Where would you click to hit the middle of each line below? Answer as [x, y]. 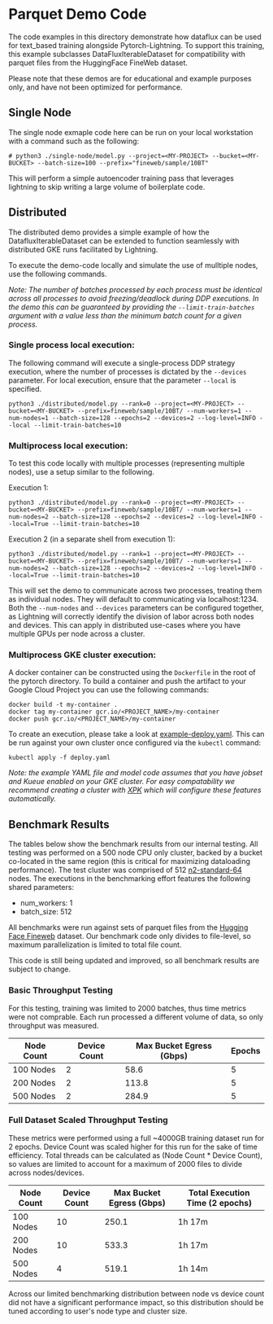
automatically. [32, 799]
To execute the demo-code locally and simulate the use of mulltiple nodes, [133, 265]
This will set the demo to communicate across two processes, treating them [135, 590]
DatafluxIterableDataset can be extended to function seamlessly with [124, 240]
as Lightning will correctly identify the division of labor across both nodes [131, 616]
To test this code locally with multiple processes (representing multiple [127, 463]
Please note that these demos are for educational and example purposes [130, 78]
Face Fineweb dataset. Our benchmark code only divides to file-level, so [130, 936]
